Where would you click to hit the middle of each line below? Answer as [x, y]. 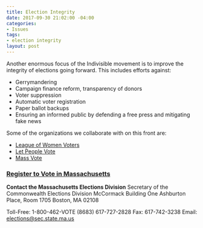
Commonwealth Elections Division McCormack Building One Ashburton [96, 194]
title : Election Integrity [41, 12]
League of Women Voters [47, 145]
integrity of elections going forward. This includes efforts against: [89, 70]
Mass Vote [28, 158]
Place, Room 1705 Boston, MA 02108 [53, 200]
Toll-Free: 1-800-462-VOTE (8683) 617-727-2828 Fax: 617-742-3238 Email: [102, 212]
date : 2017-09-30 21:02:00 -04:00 [50, 18]
